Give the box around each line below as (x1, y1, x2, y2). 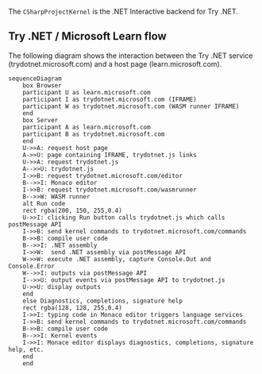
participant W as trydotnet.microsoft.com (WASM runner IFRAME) (22, 102, 240, 110)
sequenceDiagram (8, 75, 62, 83)
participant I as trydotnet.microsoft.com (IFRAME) (22, 95, 197, 103)
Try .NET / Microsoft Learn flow (8, 29, 167, 43)
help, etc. (8, 345, 44, 353)
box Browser (22, 81, 62, 90)
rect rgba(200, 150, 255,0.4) (22, 206, 123, 214)
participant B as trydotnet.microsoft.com (22, 130, 165, 138)
